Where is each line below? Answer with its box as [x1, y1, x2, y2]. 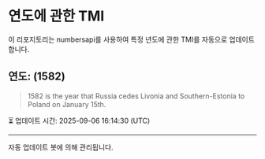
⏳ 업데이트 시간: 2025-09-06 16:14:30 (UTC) [8, 116, 151, 125]
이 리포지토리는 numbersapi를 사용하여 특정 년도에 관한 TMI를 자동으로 [8, 35, 228, 44]
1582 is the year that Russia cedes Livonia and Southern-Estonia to [27, 91, 245, 101]
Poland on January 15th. [27, 99, 106, 109]
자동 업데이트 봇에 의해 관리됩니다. [8, 142, 114, 152]
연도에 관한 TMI [8, 7, 105, 25]
